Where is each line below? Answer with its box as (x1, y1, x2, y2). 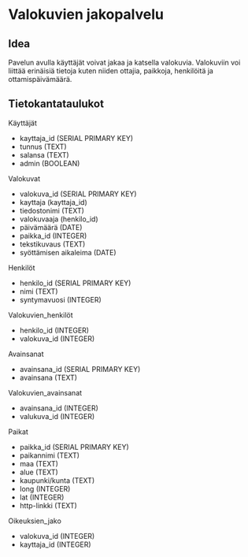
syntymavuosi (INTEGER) (19, 295, 102, 304)
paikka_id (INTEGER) (19, 231, 87, 240)
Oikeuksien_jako (8, 516, 61, 525)
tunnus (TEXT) (19, 142, 67, 151)
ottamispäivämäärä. (8, 75, 72, 84)
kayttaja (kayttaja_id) (19, 197, 88, 206)
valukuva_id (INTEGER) (19, 411, 95, 421)
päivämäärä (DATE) (19, 222, 83, 232)
